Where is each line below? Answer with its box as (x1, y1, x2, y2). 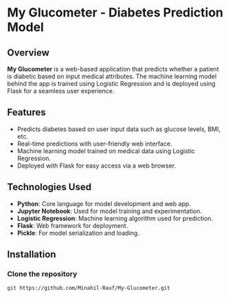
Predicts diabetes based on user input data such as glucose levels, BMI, (16, 125, 221, 133)
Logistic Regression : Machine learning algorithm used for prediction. (16, 214, 214, 222)
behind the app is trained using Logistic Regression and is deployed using (7, 80, 216, 87)
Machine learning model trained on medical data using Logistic (16, 146, 196, 155)
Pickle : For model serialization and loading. (16, 229, 139, 237)
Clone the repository (7, 269, 78, 279)
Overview (7, 47, 50, 58)
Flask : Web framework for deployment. (16, 221, 128, 229)
